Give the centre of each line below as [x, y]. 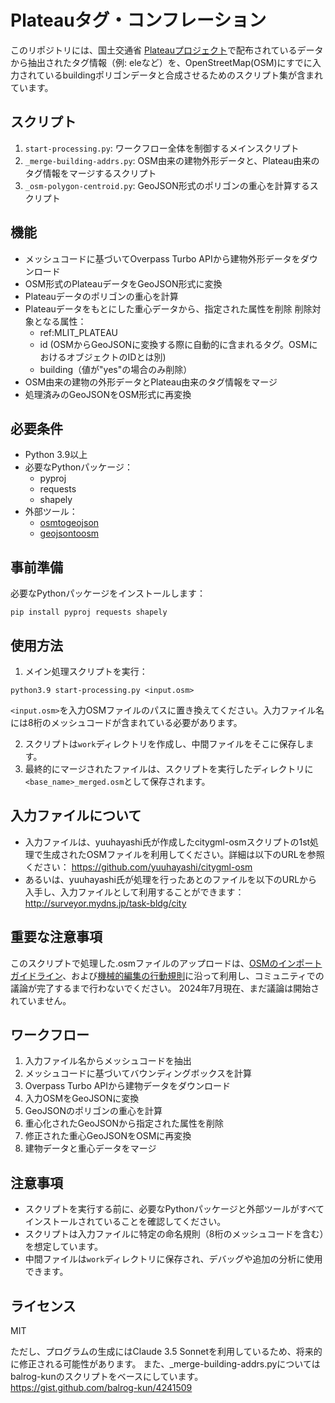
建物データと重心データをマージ [90, 1148]
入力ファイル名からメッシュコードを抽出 [108, 1061]
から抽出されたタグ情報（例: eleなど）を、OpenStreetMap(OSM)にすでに [161, 62]
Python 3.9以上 [56, 455]
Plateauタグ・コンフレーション [138, 20]
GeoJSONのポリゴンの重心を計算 [93, 1111]
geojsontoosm [69, 533]
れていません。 [41, 1000]
